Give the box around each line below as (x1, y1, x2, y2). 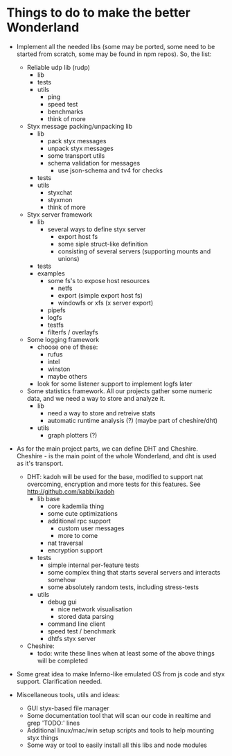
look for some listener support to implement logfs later (37, 379, 193, 388)
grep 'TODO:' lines (26, 719, 80, 727)
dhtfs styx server (47, 634, 96, 642)
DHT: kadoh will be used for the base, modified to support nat (26, 472, 204, 480)
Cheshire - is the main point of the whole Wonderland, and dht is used (16, 451, 217, 460)
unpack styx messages (47, 144, 114, 152)
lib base (37, 494, 60, 503)
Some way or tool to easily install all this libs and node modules (26, 741, 207, 749)
